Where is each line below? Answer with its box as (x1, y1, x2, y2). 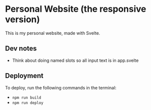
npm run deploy (12, 100, 44, 105)
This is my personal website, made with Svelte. (5, 30, 100, 36)
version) (5, 14, 40, 25)
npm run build (12, 95, 41, 100)
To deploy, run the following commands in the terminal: (5, 84, 117, 90)
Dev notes (5, 44, 37, 53)
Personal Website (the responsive (5, 3, 147, 15)
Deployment (5, 72, 44, 80)
